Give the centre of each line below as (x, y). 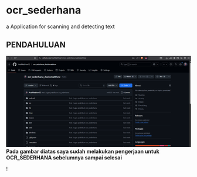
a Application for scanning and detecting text (60, 26)
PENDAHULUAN (36, 45)
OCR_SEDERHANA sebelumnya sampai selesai (64, 158)
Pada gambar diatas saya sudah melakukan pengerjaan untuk (83, 152)
